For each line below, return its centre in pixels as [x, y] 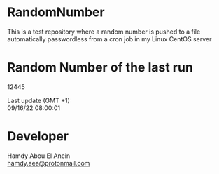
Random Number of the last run [100, 68]
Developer [38, 136]
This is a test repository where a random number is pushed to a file [104, 32]
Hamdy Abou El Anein [39, 156]
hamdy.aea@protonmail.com [49, 163]
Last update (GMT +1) [38, 100]
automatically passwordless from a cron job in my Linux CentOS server [109, 39]
